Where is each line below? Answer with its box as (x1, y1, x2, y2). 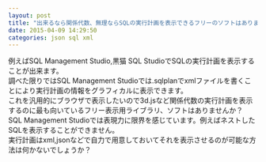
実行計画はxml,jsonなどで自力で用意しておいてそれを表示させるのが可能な (8, 135, 249, 145)
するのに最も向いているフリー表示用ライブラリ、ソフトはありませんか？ (8, 106, 244, 115)
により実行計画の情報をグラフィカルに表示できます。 (14, 86, 188, 96)
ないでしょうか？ (35, 145, 92, 155)
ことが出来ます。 (8, 66, 63, 76)
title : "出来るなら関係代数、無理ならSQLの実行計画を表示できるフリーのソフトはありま (8, 19, 260, 27)
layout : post (8, 11, 51, 20)
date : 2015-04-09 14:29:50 (8, 26, 97, 34)
